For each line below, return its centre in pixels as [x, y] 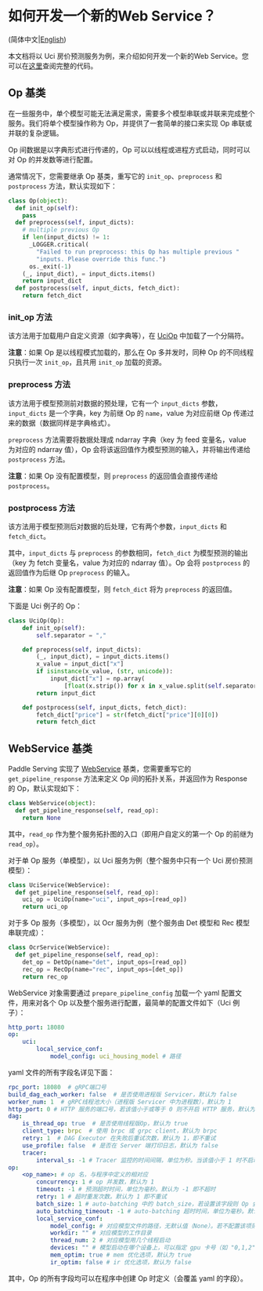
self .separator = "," [72, 635]
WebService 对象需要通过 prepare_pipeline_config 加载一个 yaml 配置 [122, 993]
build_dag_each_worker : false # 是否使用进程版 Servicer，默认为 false [122, 1094]
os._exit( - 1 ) [50, 266]
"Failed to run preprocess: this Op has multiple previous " [138, 252]
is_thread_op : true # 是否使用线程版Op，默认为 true [105, 1124]
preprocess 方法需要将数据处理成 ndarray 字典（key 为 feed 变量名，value [127, 439]
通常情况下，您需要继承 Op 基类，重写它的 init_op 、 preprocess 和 [115, 176]
